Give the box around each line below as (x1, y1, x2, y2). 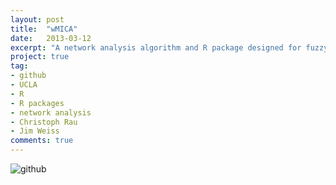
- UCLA (10, 80, 38, 90)
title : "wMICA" (10, 24, 78, 34)
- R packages (10, 98, 65, 108)
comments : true (10, 136, 74, 146)
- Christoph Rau (10, 117, 78, 127)
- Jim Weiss (10, 126, 60, 136)
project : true (10, 52, 70, 62)
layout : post (10, 14, 65, 25)
